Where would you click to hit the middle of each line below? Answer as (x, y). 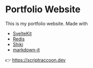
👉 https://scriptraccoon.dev (36, 60)
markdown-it (26, 50)
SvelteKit (22, 33)
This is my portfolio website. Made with (46, 24)
